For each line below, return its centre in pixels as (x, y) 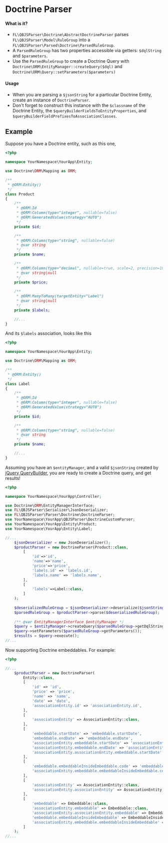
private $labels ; (32, 310)
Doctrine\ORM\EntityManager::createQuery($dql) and (67, 67)
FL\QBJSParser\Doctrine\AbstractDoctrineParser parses (70, 35)
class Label (17, 384)
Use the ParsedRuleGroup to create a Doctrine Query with (71, 61)
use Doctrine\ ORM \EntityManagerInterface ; (50, 505)
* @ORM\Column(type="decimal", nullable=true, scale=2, (76, 268)
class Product (20, 194)
